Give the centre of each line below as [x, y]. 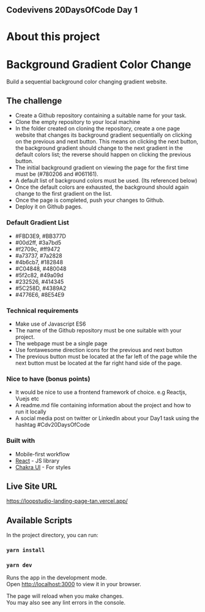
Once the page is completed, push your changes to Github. [90, 200]
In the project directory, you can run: [52, 535]
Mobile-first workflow [43, 454]
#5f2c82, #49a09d [39, 275]
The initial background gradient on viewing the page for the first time [102, 167]
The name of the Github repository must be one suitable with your [98, 330]
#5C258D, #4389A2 [41, 288]
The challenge [34, 101]
